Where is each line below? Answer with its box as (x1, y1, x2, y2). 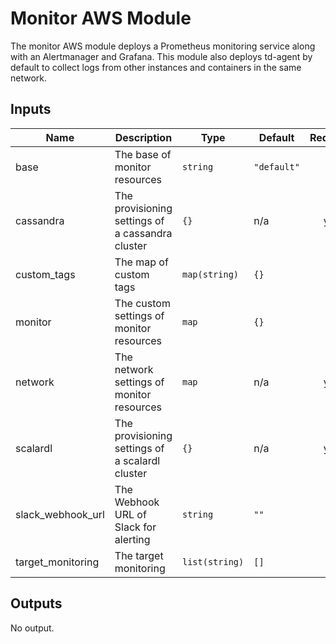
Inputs (10, 101, 52, 118)
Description (114, 130, 173, 144)
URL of (114, 507, 147, 521)
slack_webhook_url (15, 507, 105, 521)
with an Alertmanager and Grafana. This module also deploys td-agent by (10, 50, 313, 62)
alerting (114, 532, 151, 546)
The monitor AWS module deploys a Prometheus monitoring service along (10, 40, 316, 52)
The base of (114, 147, 172, 161)
